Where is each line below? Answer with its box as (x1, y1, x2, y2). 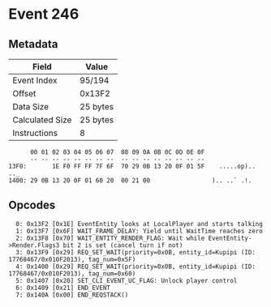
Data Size (12, 101, 49, 112)
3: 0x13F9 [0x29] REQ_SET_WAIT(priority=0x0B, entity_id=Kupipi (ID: (15, 248, 256, 256)
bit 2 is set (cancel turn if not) (62, 241, 183, 249)
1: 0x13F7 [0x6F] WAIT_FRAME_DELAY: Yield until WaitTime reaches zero (15, 227, 264, 235)
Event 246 (8, 5, 80, 23)
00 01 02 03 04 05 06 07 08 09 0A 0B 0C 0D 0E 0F (29, 148, 205, 156)
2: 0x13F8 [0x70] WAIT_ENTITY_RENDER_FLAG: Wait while (15, 234, 205, 242)
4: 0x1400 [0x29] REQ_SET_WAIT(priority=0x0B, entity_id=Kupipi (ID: (15, 262, 256, 271)
